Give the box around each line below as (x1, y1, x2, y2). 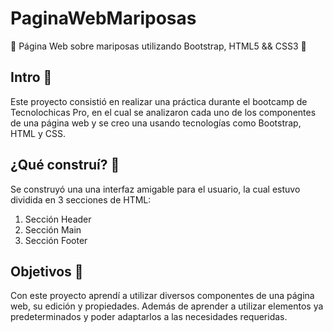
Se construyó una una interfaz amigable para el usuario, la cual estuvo (10, 183, 301, 195)
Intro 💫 (10, 69, 53, 86)
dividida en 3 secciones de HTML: (10, 193, 152, 206)
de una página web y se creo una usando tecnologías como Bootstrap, (10, 117, 302, 129)
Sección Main (24, 223, 82, 236)
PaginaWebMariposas (10, 7, 197, 30)
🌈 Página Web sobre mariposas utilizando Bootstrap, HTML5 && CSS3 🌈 (10, 40, 307, 52)
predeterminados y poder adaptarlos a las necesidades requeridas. (10, 311, 288, 323)
